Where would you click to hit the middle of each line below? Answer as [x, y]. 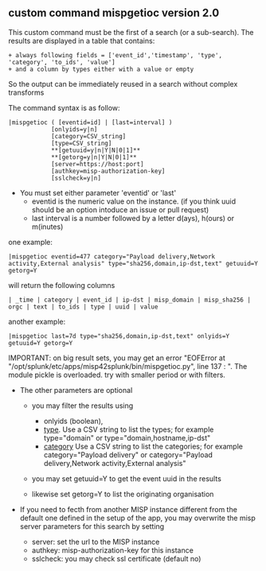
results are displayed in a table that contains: [82, 41]
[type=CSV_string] [81, 143]
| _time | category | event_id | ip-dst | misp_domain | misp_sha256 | [129, 300]
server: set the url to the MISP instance [96, 542]
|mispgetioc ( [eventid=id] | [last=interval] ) [90, 122]
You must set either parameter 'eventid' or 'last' [98, 192]
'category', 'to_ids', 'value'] [62, 62]
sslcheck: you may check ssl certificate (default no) [116, 558]
